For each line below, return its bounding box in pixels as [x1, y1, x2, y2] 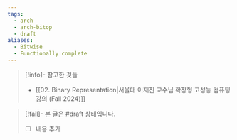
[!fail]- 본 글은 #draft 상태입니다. [24, 109, 116, 118]
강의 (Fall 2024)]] [35, 94, 85, 103]
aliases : [7, 37, 33, 44]
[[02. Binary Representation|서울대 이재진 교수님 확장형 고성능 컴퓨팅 [35, 85, 231, 94]
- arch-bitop [14, 23, 53, 31]
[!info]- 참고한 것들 [24, 70, 78, 79]
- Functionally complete [14, 50, 88, 58]
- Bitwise [14, 43, 43, 50]
